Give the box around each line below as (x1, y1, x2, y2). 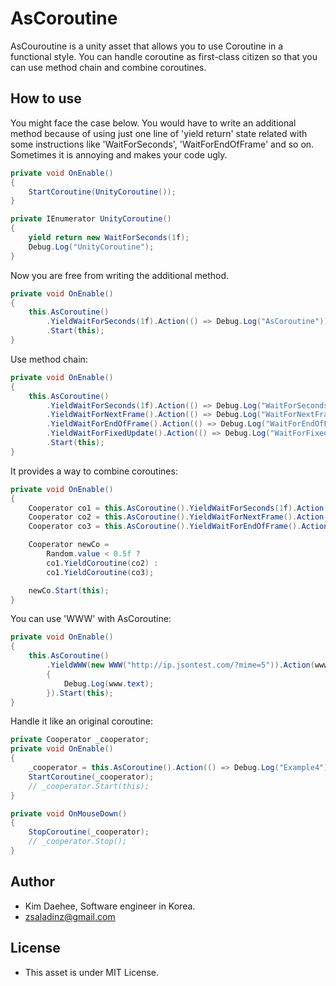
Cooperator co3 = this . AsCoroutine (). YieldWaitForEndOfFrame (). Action (28, 522, 329, 532)
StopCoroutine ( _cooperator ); (28, 827, 150, 837)
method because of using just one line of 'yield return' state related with (10, 127, 308, 139)
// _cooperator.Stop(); (28, 837, 128, 847)
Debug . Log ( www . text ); (63, 678, 155, 689)
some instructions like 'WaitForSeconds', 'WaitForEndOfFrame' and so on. (10, 138, 315, 150)
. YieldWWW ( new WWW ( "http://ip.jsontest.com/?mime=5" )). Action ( (46, 660, 315, 670)
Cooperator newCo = (28, 540, 110, 550)
